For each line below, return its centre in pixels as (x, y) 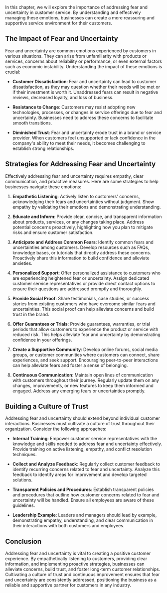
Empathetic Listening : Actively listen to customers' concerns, (76, 196)
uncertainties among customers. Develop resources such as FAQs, (81, 247)
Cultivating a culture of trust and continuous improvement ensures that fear (83, 575)
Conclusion (23, 541)
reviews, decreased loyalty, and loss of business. (63, 97)
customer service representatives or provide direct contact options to (84, 283)
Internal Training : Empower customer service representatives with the (85, 439)
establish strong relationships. (43, 148)
